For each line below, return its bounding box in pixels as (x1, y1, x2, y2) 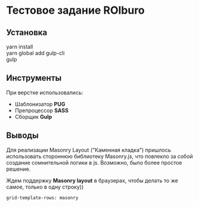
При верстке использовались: (6, 89, 83, 96)
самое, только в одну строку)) (6, 183, 84, 190)
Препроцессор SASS (14, 107, 69, 114)
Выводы (6, 131, 39, 141)
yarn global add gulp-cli (6, 50, 65, 57)
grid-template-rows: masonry (6, 194, 79, 200)
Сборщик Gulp (14, 113, 52, 120)
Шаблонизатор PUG (14, 100, 66, 107)
